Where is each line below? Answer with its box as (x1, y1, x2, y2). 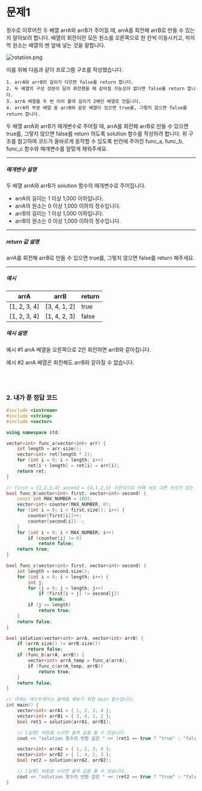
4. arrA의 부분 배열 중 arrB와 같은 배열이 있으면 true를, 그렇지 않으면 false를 (6, 105, 188, 111)
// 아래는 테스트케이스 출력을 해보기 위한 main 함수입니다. (6, 696, 135, 703)
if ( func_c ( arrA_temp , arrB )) (28, 663, 103, 669)
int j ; (28, 579, 44, 586)
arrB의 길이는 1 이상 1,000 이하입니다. (14, 209, 104, 217)
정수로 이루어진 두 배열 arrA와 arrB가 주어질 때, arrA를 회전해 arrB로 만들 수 (6, 26, 184, 34)
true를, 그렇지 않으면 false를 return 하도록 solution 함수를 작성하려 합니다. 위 (6, 130, 188, 137)
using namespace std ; (6, 429, 61, 435)
